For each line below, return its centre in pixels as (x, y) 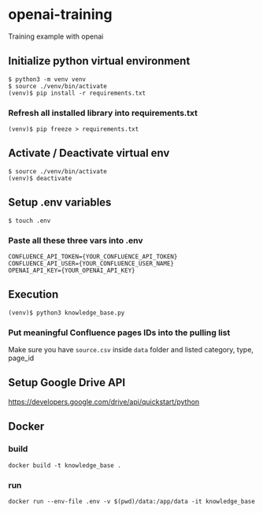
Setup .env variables (60, 203)
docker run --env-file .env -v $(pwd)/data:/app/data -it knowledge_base (132, 501)
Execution (33, 294)
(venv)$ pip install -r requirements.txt (77, 93)
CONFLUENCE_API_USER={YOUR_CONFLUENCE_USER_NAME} (91, 263)
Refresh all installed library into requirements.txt (103, 113)
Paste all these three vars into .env (76, 240)
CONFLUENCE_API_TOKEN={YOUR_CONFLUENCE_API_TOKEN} (93, 256)
